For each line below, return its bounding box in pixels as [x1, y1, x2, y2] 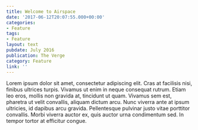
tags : [6, 31, 20, 37]
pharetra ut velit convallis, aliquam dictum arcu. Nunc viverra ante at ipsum [6, 99, 190, 106]
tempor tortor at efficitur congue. [6, 118, 87, 125]
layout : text [6, 42, 39, 48]
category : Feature [6, 58, 52, 64]
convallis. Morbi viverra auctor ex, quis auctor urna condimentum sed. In [6, 111, 184, 118]
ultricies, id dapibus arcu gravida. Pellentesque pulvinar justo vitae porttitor [6, 105, 190, 112]
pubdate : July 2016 [6, 47, 55, 53]
